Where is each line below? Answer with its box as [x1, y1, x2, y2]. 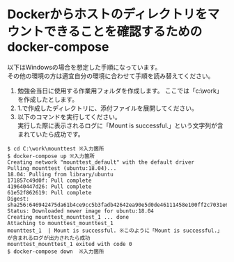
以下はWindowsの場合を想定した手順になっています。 [7, 63, 162, 71]
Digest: [7, 195, 30, 202]
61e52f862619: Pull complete [7, 189, 92, 196]
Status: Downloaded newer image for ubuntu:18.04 [7, 207, 155, 215]
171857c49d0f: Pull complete [7, 177, 92, 184]
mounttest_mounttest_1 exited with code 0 [7, 240, 132, 247]
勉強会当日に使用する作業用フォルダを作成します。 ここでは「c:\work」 [17, 86, 223, 95]
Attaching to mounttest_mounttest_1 [7, 219, 114, 226]
